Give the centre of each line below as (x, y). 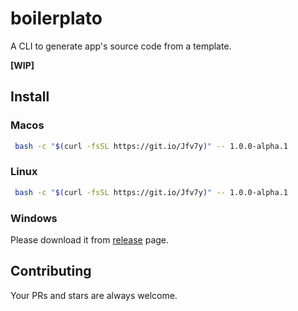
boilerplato (56, 18)
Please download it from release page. (90, 239)
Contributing (51, 271)
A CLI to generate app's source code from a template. (121, 46)
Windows (34, 218)
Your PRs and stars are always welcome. (94, 295)
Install (30, 97)
